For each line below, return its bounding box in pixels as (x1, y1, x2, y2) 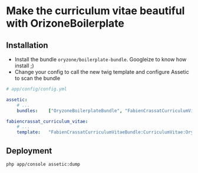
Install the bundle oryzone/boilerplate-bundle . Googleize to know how (14, 56, 187, 63)
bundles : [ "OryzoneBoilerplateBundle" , (16, 107, 123, 113)
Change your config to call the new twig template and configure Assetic (14, 68, 190, 75)
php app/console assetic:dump (6, 161, 81, 167)
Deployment (6, 146, 52, 156)
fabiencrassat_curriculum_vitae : (6, 118, 88, 125)
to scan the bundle (14, 75, 61, 81)
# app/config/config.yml (6, 86, 67, 92)
